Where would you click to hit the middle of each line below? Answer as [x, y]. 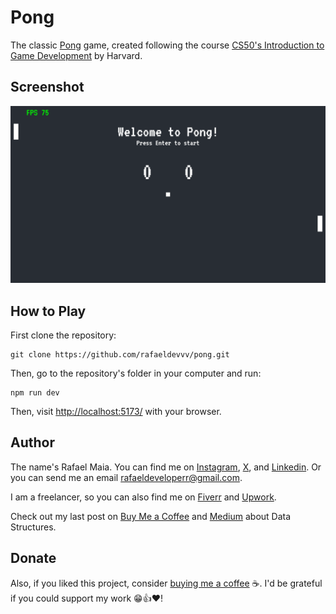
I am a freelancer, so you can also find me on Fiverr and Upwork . [143, 497]
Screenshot [47, 87]
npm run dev [35, 393]
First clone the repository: [63, 335]
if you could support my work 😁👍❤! [87, 598]
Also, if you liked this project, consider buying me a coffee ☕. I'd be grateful [166, 583]
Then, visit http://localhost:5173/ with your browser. [116, 412]
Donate [33, 558]
